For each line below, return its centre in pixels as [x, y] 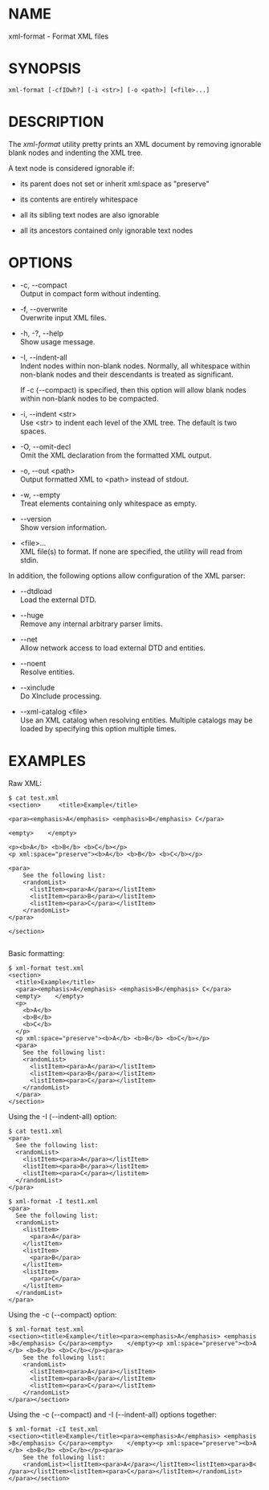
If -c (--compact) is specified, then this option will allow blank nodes [133, 389]
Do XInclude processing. [61, 696]
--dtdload [36, 591]
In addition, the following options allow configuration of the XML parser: [127, 576]
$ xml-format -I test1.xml [53, 1201]
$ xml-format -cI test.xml [53, 1429]
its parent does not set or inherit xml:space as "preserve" [115, 183]
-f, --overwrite [44, 309]
